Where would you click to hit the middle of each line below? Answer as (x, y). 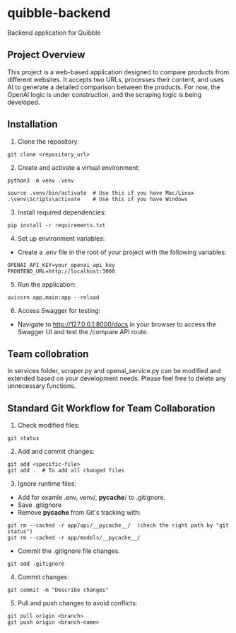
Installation (33, 124)
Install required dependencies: (62, 212)
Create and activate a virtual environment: (78, 167)
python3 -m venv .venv (41, 181)
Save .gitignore (40, 505)
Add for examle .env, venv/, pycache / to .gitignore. (92, 498)
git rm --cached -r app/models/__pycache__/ (74, 538)
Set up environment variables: (61, 238)
